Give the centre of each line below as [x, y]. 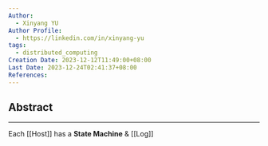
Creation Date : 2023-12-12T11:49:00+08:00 [80, 61]
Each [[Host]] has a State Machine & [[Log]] [81, 134]
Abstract [31, 107]
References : [28, 75]
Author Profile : [35, 30]
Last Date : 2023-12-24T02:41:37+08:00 [73, 68]
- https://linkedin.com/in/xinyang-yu [80, 38]
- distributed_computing [57, 53]
